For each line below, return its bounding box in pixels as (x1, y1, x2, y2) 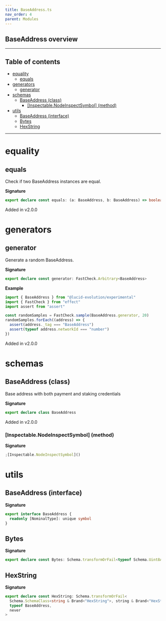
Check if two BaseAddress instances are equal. (5, 178, 101, 184)
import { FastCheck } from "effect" (5, 299, 81, 305)
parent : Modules (5, 16, 39, 21)
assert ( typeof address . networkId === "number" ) (9, 327, 110, 332)
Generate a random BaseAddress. (5, 257, 74, 263)
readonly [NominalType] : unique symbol (9, 516, 92, 521)
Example (5, 285, 24, 291)
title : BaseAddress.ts (5, 7, 52, 12)
